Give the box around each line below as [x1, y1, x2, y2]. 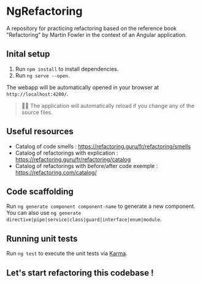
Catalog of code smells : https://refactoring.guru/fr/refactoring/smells [15, 142, 191, 150]
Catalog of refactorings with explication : [15, 149, 118, 156]
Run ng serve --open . [15, 72, 70, 79]
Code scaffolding [6, 186, 74, 197]
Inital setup [6, 49, 50, 59]
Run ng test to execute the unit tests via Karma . [6, 250, 127, 257]
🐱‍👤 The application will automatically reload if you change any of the [21, 102, 195, 109]
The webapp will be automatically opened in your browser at [6, 83, 159, 91]
